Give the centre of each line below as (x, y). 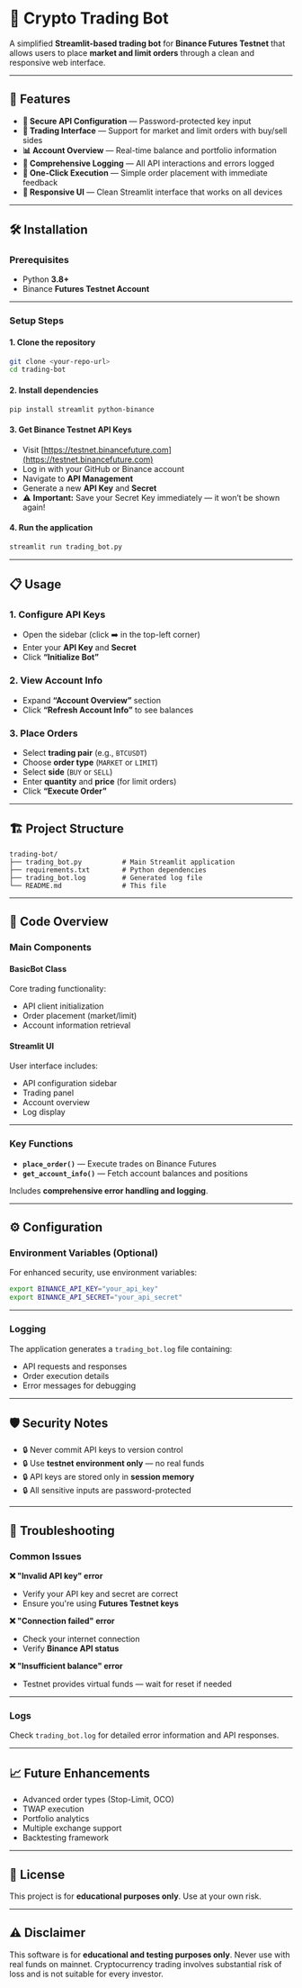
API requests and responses (75, 1366)
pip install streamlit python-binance (82, 409)
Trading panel (48, 1093)
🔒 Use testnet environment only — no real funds (113, 1464)
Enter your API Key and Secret (79, 648)
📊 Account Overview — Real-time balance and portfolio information (149, 150)
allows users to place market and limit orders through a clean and (132, 52)
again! (34, 507)
